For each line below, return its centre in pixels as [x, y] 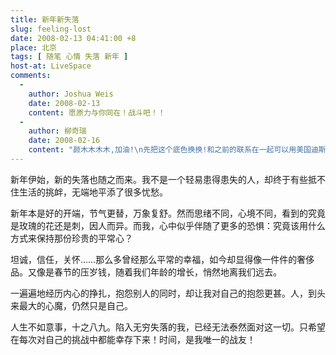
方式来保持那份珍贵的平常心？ [71, 238]
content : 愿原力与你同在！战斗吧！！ [97, 112]
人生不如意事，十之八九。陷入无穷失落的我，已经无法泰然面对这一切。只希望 [168, 327]
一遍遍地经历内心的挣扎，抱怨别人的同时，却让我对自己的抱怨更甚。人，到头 [168, 293]
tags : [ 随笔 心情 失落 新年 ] [69, 57]
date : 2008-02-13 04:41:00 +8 [73, 38]
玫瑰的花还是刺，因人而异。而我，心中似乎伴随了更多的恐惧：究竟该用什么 [172, 225]
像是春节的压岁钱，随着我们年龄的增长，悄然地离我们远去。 [159, 272]
